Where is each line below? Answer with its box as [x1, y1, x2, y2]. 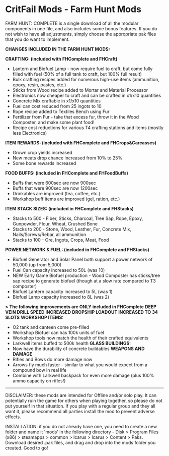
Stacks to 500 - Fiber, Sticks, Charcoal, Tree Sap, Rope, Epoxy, [12, 215, 143, 221]
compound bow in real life [12, 367, 67, 373]
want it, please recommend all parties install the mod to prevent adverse [5, 408, 155, 414]
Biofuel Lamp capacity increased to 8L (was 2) [12, 294, 110, 300]
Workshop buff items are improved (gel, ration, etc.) [12, 196, 120, 202]
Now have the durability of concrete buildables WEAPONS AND [12, 346, 145, 352]
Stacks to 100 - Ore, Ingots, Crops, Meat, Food [12, 237, 109, 243]
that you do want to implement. [5, 36, 70, 42]
